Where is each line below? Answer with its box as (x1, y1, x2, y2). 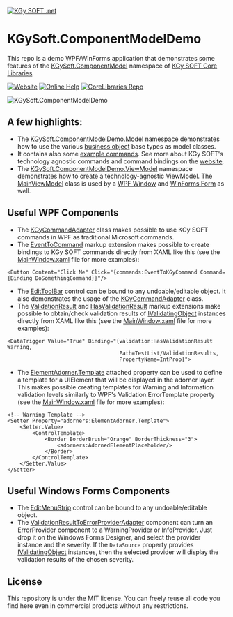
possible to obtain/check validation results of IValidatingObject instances (17, 309, 226, 318)
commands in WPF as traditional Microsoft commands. (17, 232, 175, 241)
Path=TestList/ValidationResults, (119, 350, 219, 357)
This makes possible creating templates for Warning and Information (17, 382, 214, 391)
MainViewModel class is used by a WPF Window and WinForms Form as (17, 179, 225, 188)
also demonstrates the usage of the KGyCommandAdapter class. (17, 294, 204, 303)
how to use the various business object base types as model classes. (17, 142, 216, 150)
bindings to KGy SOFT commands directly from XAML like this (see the (17, 248, 220, 256)
